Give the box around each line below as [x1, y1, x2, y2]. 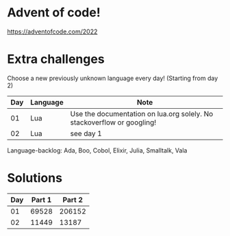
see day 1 [70, 129, 103, 138]
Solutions [7, 170, 63, 186]
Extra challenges [7, 51, 105, 67]
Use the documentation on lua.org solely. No [70, 109, 214, 118]
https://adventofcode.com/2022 [7, 27, 98, 36]
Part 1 [31, 195, 52, 205]
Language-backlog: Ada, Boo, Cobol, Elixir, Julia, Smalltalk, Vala [7, 146, 188, 155]
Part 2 [62, 195, 84, 205]
